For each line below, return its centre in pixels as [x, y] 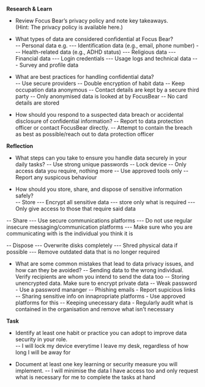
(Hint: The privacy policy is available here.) [69, 27]
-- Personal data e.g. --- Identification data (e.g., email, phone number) [105, 46]
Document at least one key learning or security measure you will [96, 364]
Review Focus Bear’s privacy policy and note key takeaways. [91, 20]
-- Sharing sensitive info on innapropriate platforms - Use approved [100, 296]
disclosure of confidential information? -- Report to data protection [99, 121]
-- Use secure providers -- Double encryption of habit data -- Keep [100, 83]
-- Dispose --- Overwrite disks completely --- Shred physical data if [92, 245]
